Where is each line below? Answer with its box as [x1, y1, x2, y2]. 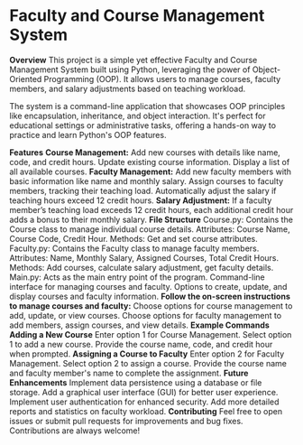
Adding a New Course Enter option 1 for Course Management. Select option [9, 329, 292, 339]
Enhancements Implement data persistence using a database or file [9, 376, 262, 388]
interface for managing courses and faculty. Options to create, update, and [9, 281, 288, 292]
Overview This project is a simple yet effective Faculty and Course [9, 54, 258, 65]
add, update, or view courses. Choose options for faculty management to [9, 310, 282, 320]
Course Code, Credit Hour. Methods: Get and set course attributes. [9, 233, 259, 244]
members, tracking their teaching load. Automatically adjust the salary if [9, 185, 277, 196]
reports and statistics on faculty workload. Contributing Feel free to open [9, 405, 283, 416]
